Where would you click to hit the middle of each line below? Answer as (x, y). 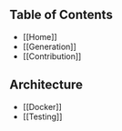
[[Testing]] (42, 116)
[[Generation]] (50, 46)
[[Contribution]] (52, 56)
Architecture (46, 85)
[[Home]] (40, 36)
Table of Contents (61, 15)
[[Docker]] (42, 106)
